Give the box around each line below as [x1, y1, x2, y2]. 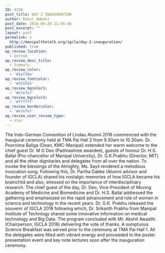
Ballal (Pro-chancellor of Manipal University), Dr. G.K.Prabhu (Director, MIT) [5, 152, 159, 159]
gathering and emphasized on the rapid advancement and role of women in [5, 194, 159, 201]
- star [9, 118, 23, 123]
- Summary [9, 63, 30, 67]
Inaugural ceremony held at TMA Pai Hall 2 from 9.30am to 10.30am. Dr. [5, 137, 152, 143]
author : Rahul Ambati [5, 16, 50, 21]
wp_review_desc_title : [5, 58, 52, 63]
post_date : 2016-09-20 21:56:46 [5, 21, 72, 26]
